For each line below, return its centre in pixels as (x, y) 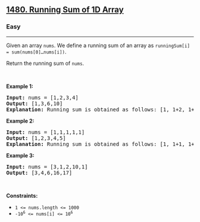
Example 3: (20, 155)
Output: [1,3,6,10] (35, 103)
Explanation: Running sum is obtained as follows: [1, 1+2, (96, 109)
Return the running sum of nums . (45, 63)
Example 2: (20, 121)
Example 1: (20, 86)
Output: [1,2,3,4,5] (36, 138)
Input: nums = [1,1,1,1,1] (46, 132)
